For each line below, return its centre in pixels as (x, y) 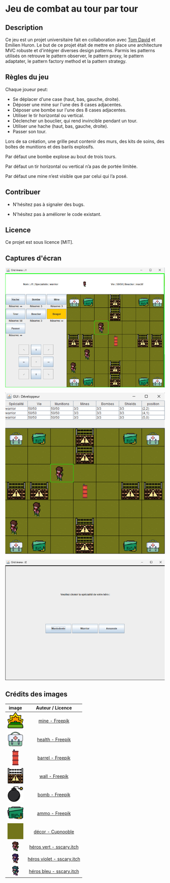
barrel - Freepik (54, 758)
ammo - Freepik (54, 813)
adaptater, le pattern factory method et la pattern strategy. (66, 61)
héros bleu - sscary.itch (54, 871)
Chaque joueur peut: (27, 89)
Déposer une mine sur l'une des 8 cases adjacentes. (67, 104)
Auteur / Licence (54, 708)
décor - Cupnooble (54, 831)
